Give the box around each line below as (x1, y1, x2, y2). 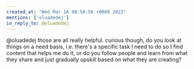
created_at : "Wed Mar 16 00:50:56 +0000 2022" (6, 8, 126, 15)
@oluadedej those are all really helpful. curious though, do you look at (6, 37, 182, 44)
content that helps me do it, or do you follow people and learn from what (6, 50, 188, 57)
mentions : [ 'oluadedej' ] (6, 15, 69, 21)
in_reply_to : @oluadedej (6, 20, 69, 26)
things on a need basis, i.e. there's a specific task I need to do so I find (6, 43, 184, 50)
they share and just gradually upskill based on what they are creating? (6, 56, 182, 64)
